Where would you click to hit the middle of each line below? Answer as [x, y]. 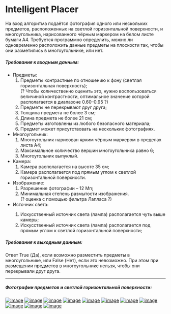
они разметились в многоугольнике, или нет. [54, 50]
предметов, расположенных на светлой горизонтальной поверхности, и [84, 28]
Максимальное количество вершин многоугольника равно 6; [87, 150]
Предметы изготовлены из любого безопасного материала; [85, 123]
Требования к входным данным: [42, 62]
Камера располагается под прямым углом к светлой [78, 172]
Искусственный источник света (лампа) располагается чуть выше [93, 214]
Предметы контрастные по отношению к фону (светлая [81, 80]
